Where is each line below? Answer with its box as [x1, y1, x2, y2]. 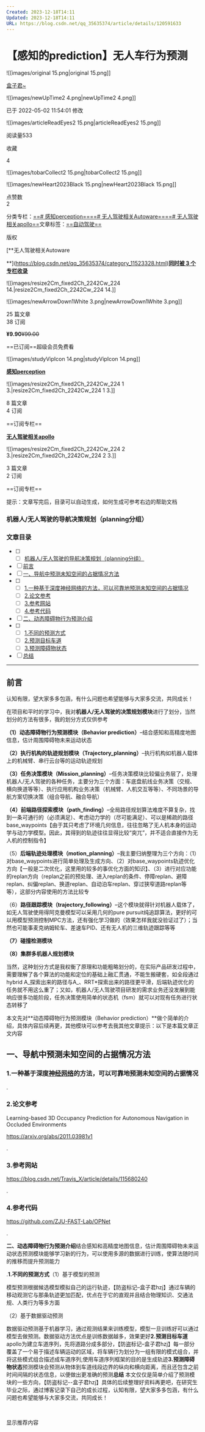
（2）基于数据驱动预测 [6, 1312, 63, 1319]
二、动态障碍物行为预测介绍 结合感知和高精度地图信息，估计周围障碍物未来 [6, 1242, 193, 1250]
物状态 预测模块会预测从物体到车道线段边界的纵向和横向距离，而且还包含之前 [6, 1363, 199, 1371]
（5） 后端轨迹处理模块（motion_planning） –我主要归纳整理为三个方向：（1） [6, 849, 197, 857]
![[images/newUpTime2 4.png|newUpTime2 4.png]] [6, 94, 136, 102]
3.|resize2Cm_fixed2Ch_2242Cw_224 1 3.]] [6, 387, 115, 394]
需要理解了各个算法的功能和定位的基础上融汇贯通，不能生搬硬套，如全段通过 [6, 971, 199, 978]
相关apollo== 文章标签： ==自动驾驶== [6, 221, 102, 228]
